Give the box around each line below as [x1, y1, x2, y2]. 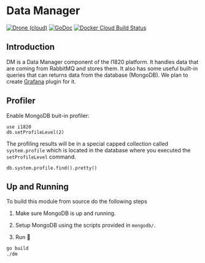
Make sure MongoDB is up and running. [15, 210, 116, 217]
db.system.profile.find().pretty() [6, 165, 98, 171]
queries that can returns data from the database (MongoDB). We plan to [6, 71, 188, 79]
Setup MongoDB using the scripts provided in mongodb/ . [15, 222, 156, 229]
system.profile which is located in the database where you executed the [6, 146, 191, 154]
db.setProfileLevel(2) [6, 129, 64, 135]
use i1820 [6, 124, 32, 130]
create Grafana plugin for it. [6, 77, 77, 85]
